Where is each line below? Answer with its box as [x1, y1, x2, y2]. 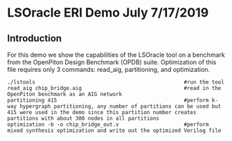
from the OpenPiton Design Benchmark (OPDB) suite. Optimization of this [7, 58, 217, 66]
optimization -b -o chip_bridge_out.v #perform [7, 121, 209, 128]
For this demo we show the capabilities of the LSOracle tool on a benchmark [7, 50, 225, 59]
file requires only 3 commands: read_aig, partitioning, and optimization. [7, 66, 210, 73]
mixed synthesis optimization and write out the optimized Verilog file [7, 127, 222, 134]
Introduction [7, 32, 62, 44]
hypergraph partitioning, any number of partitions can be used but [19, 103, 222, 110]
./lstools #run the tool [7, 79, 225, 86]
